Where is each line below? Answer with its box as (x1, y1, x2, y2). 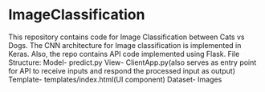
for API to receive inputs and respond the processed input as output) (8, 66, 235, 75)
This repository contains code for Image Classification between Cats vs (8, 32, 245, 42)
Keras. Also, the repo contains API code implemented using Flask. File (8, 49, 240, 58)
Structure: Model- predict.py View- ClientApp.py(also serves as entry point (8, 58, 257, 67)
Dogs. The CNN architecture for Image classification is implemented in (8, 40, 242, 50)
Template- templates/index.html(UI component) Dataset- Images (8, 74, 222, 84)
